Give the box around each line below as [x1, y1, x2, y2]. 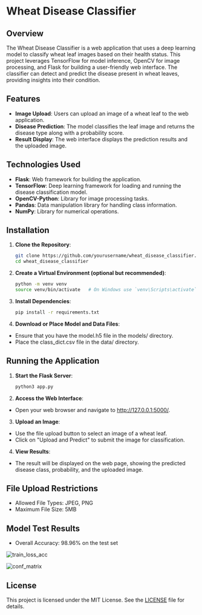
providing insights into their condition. [6, 77, 101, 83]
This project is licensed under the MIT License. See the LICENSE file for [6, 596, 185, 604]
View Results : [15, 448, 51, 455]
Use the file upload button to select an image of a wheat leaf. [15, 430, 168, 437]
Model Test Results [6, 523, 80, 533]
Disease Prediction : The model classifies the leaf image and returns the [15, 123, 195, 130]
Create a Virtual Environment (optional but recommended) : [15, 269, 166, 277]
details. [6, 602, 25, 610]
